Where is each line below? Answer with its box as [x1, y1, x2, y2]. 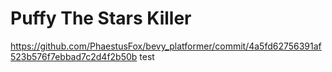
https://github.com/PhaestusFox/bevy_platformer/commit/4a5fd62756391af [10, 40, 322, 52]
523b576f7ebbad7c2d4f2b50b [10, 50, 138, 62]
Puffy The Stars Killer [10, 7, 192, 30]
